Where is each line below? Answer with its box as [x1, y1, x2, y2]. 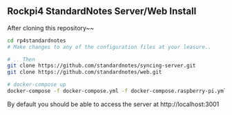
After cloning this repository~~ [7, 23, 95, 32]
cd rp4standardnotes [7, 37, 67, 44]
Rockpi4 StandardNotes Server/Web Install [7, 6, 197, 17]
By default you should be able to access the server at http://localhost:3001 [7, 100, 220, 108]
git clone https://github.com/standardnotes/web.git [7, 69, 162, 76]
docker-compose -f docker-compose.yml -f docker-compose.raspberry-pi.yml [7, 87, 227, 95]
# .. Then [7, 56, 36, 63]
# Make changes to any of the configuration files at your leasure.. [7, 43, 212, 50]
